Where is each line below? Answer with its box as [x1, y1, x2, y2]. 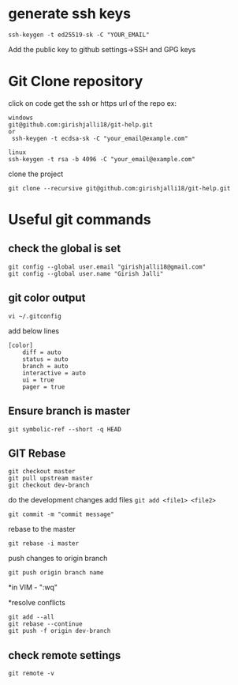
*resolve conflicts [8, 598, 65, 608]
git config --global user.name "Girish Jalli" [8, 269, 164, 277]
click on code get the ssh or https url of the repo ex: [8, 98, 177, 107]
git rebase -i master [8, 540, 80, 548]
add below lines [8, 326, 60, 336]
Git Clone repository [8, 73, 143, 91]
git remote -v [8, 669, 55, 678]
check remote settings [8, 649, 121, 662]
